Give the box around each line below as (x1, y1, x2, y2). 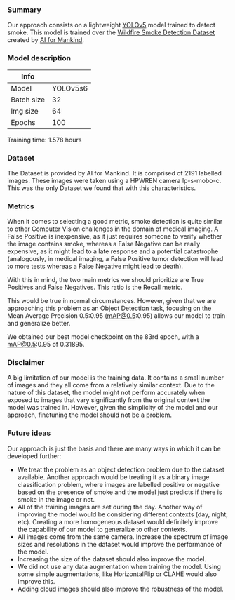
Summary (7, 5, 42, 15)
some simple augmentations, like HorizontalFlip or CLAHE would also (17, 570, 217, 578)
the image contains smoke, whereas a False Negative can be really (7, 240, 201, 248)
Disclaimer (7, 358, 45, 368)
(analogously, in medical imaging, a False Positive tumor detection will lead (7, 255, 224, 263)
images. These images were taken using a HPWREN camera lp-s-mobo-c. (7, 176, 222, 185)
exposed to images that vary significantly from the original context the (7, 396, 210, 404)
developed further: (7, 451, 62, 460)
